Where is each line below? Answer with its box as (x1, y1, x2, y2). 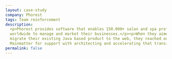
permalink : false (5, 46, 42, 51)
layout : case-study (5, 7, 47, 13)
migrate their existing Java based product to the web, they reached (10, 36, 161, 42)
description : (5, 22, 33, 27)
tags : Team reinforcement (5, 17, 60, 22)
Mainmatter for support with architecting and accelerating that (10, 41, 153, 46)
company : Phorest (5, 12, 42, 17)
